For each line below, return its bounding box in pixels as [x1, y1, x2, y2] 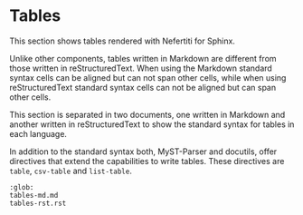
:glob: [9, 182, 34, 191]
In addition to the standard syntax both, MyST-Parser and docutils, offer [9, 146, 278, 157]
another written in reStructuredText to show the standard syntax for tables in [9, 119, 295, 130]
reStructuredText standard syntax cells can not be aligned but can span [9, 82, 277, 93]
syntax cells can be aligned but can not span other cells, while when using [9, 72, 287, 83]
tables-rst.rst [9, 199, 67, 208]
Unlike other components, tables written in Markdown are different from [9, 53, 278, 64]
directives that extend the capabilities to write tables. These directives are [9, 155, 285, 166]
